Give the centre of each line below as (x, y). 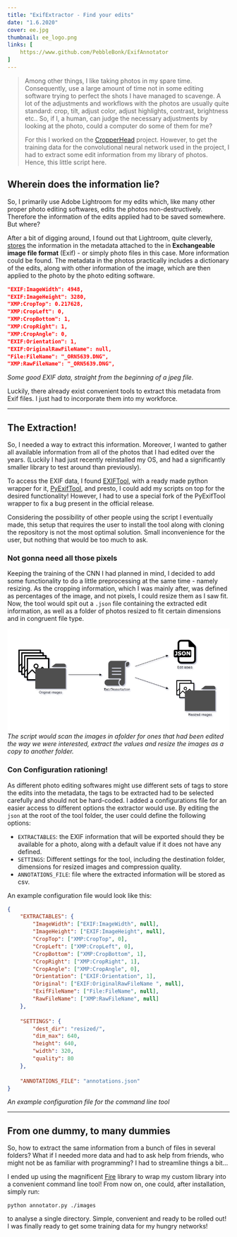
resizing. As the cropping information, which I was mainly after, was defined (117, 588)
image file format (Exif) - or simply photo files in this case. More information (118, 253)
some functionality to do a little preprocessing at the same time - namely (113, 581)
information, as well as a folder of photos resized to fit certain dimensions (114, 611)
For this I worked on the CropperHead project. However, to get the (121, 139)
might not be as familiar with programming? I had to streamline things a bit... (118, 1163)
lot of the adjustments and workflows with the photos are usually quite (127, 103)
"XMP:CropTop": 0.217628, (45, 304)
